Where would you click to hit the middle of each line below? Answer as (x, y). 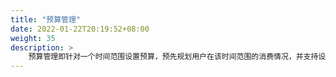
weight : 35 (33, 38)
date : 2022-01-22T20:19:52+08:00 (80, 29)
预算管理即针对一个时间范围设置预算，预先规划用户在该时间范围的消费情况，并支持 (173, 57)
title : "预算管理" (46, 19)
